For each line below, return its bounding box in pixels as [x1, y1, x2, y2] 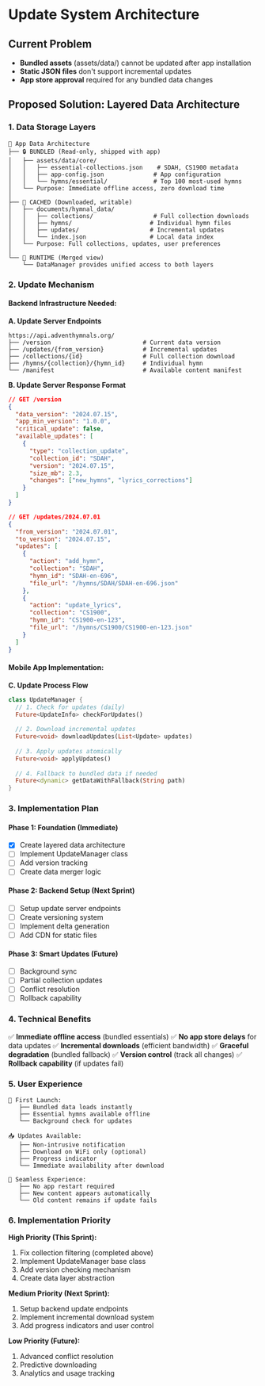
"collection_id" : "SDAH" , [28, 454, 115, 462]
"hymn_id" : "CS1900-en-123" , [28, 616, 126, 624]
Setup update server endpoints [19, 903, 121, 913]
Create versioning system [19, 912, 104, 921]
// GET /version [8, 395, 62, 404]
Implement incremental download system [19, 1312, 154, 1322]
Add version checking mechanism [19, 1265, 131, 1274]
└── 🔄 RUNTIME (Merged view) [8, 254, 104, 262]
